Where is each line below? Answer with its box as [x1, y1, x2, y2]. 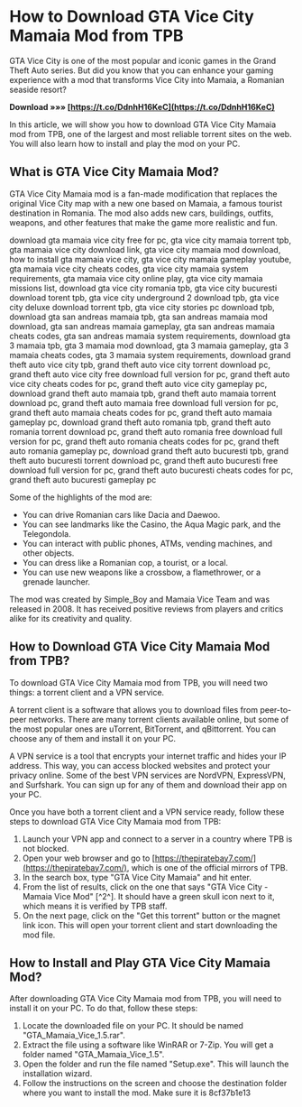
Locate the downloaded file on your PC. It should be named [22, 1020, 243, 1031]
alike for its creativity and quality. [9, 613, 133, 623]
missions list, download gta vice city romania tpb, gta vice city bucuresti [9, 282, 278, 293]
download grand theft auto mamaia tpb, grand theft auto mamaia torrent [9, 388, 277, 399]
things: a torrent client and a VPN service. [9, 687, 165, 697]
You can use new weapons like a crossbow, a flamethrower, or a [22, 567, 261, 577]
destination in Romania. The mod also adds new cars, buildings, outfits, [9, 208, 274, 218]
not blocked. [22, 843, 69, 853]
